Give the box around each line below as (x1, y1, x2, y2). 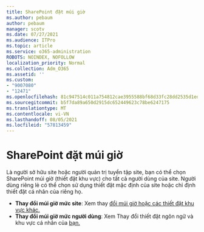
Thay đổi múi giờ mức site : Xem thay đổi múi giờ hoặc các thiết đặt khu (15, 200, 194, 207)
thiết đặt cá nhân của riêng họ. (6, 188, 83, 195)
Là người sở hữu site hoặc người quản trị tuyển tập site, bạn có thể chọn (6, 169, 186, 176)
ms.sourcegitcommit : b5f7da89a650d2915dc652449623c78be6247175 (6, 99, 170, 105)
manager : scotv (6, 26, 45, 32)
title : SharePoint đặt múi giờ (6, 9, 86, 15)
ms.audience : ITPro (6, 37, 56, 43)
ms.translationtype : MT (6, 105, 67, 111)
